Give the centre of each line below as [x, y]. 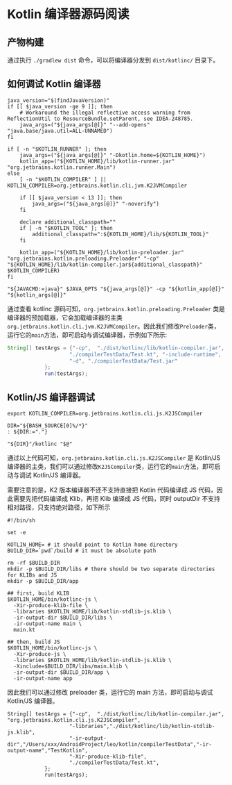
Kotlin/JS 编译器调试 [51, 397]
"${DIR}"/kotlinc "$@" [40, 444]
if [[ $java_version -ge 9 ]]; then [60, 106]
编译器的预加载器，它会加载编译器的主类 [65, 317]
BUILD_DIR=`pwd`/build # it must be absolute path [82, 551]
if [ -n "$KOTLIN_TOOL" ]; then [66, 228]
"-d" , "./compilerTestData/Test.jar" [123, 361]
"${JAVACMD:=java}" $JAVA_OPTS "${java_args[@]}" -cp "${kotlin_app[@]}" [116, 289]
